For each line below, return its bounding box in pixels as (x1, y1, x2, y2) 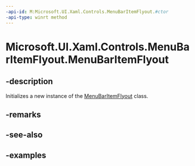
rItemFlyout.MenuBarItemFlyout (5, 53, 169, 66)
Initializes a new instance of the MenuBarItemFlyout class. (5, 92, 148, 99)
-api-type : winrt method (5, 14, 67, 20)
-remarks (5, 109, 41, 119)
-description (5, 76, 53, 87)
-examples (5, 150, 47, 160)
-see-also (5, 130, 43, 140)
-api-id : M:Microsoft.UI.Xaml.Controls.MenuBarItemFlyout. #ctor (5, 8, 169, 15)
